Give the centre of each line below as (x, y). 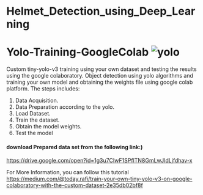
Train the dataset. (37, 120)
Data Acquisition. (37, 101)
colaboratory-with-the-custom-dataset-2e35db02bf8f (75, 185)
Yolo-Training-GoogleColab (78, 52)
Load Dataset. (33, 114)
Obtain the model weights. (48, 127)
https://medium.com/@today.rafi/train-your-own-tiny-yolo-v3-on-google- (99, 179)
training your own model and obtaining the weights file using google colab (100, 82)
